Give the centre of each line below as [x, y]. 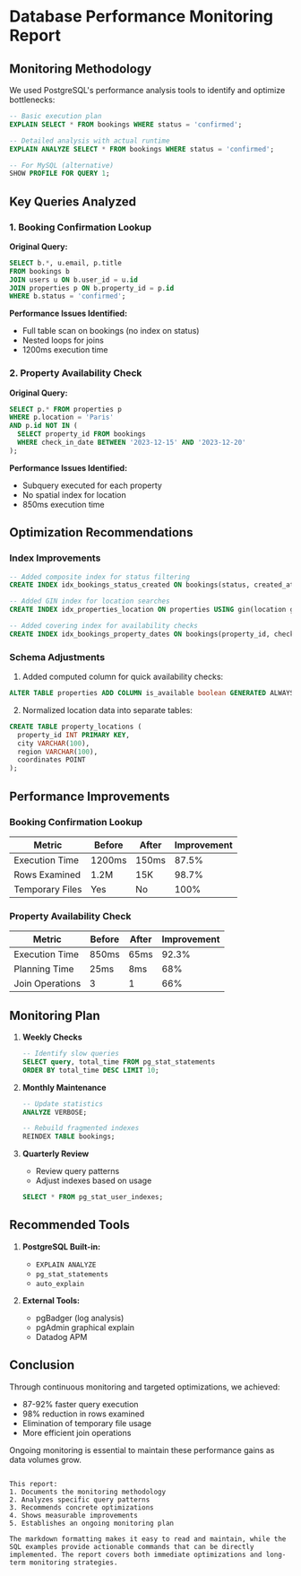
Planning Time [44, 969]
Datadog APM [61, 1337]
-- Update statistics [62, 1104]
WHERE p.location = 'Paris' [62, 418]
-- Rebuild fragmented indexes [81, 1128]
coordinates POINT [52, 760]
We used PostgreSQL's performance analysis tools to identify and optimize [147, 90]
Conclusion [42, 1365]
